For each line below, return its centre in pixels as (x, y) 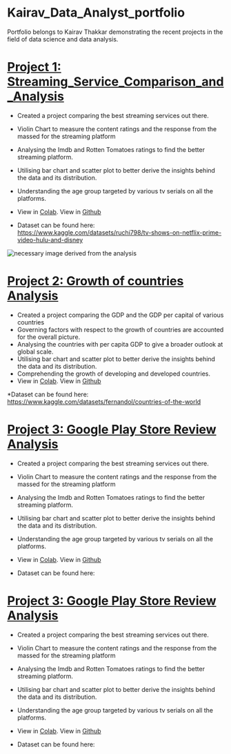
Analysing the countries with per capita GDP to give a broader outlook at (120, 344)
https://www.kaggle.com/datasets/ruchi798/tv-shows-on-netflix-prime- (119, 232)
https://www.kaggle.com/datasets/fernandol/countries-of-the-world (104, 401)
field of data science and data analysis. (63, 39)
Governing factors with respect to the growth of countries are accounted (120, 329)
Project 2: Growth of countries (96, 281)
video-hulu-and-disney (50, 240)
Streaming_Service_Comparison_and (115, 82)
